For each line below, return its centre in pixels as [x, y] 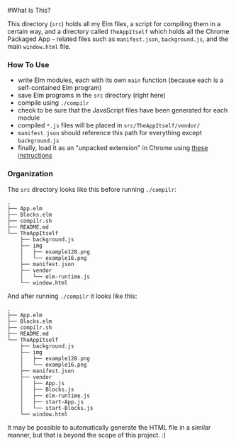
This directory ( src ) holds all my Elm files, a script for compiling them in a [114, 24]
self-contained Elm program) [60, 88]
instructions [35, 156]
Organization [30, 174]
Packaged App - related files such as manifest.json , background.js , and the [118, 39]
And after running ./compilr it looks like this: [72, 296]
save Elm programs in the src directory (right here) [92, 96]
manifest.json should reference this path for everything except [109, 133]
